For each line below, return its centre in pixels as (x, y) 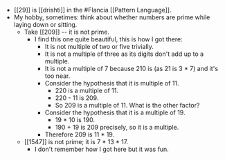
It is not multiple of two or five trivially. (99, 47)
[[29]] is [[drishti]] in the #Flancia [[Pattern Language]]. (92, 10)
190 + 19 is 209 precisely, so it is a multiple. (117, 127)
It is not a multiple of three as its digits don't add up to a (124, 54)
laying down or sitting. (45, 24)
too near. (57, 76)
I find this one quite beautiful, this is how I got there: (108, 39)
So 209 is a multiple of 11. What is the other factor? (127, 105)
